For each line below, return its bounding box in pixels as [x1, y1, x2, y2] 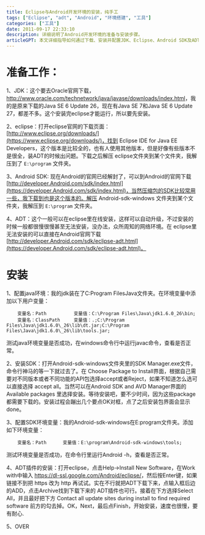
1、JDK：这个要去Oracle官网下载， [6, 87, 95, 94]
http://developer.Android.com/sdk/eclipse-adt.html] [8, 237, 138, 244]
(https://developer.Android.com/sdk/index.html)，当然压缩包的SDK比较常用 [6, 187, 196, 194]
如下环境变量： [6, 426, 44, 434]
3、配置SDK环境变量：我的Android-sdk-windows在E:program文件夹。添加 [6, 418, 194, 426]
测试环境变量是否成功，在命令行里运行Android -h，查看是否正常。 [6, 451, 173, 458]
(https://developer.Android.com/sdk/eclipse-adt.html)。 [6, 244, 146, 252]
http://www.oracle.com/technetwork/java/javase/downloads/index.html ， [6, 94, 191, 101]
